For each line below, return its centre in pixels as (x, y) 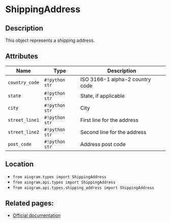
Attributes (22, 56)
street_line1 (24, 120)
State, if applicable (102, 96)
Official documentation (37, 215)
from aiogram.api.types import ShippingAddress (64, 182)
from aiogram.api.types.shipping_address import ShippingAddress (83, 188)
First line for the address (109, 120)
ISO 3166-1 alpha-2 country (116, 79)
